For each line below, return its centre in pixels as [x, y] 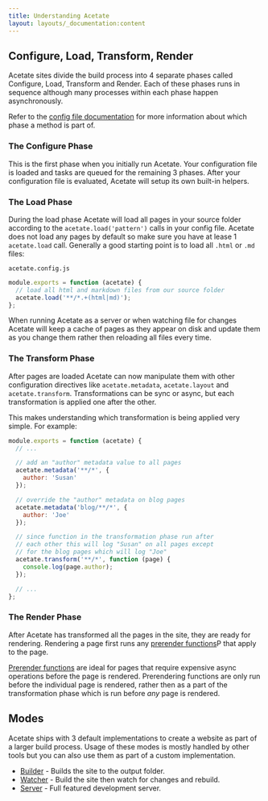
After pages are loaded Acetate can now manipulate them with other [122, 376]
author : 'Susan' [50, 478]
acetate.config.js [39, 268]
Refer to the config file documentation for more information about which [128, 117]
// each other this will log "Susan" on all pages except [115, 544]
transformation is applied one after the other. [82, 402]
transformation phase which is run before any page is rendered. [114, 693]
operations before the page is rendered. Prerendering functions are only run [134, 676]
